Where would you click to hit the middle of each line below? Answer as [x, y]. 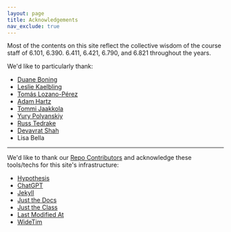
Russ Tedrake [36, 124]
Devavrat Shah [38, 130]
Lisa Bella [31, 138]
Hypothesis [33, 178]
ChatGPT [30, 185]
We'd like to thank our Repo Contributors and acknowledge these [99, 158]
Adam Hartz [34, 102]
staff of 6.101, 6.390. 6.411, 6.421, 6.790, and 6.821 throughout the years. [109, 53]
